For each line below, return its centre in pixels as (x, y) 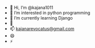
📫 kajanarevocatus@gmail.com (42, 29)
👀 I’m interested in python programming (50, 13)
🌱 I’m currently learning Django (41, 18)
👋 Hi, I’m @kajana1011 (31, 8)
